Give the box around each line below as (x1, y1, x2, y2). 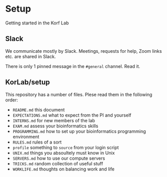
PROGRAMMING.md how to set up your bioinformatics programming (12, 128, 146, 134)
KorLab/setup (5, 78, 50, 87)
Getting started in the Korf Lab (5, 20, 69, 26)
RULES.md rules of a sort (12, 139, 62, 145)
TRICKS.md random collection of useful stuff (12, 160, 103, 166)
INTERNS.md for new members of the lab (12, 117, 95, 123)
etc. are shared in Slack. (5, 53, 56, 59)
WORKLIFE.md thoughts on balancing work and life (12, 166, 115, 172)
